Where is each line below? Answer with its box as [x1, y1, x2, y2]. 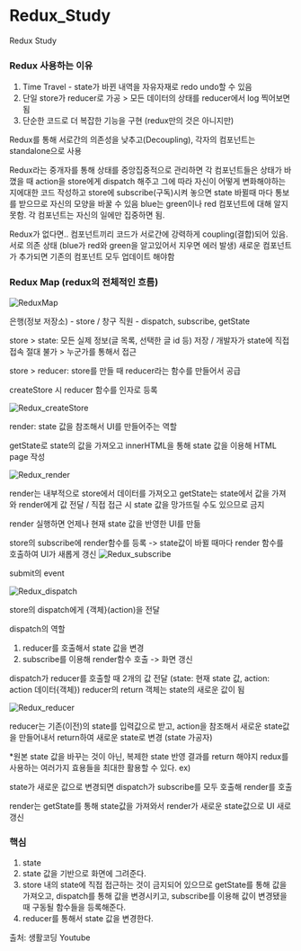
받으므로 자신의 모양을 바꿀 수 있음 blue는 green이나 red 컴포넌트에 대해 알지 [18, 199, 289, 210]
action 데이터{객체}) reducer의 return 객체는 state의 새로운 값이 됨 [9, 684, 245, 695]
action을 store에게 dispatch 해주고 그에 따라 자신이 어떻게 [35, 176, 241, 187]
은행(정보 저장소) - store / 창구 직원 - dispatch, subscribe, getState [9, 316, 250, 327]
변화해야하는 [242, 176, 286, 187]
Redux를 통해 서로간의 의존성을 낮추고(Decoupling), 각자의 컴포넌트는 [9, 134, 256, 145]
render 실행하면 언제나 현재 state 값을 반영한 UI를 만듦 [9, 518, 201, 529]
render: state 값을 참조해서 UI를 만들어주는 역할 [9, 420, 178, 432]
